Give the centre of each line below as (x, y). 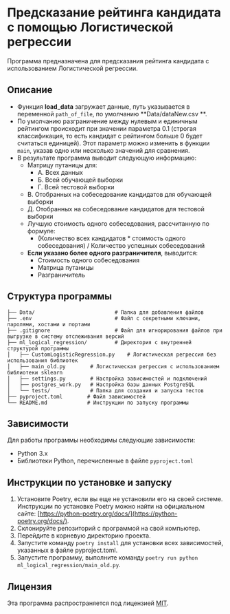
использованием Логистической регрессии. (73, 68)
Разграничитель (61, 275)
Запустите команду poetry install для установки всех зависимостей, (120, 543)
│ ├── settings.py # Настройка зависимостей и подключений (107, 379)
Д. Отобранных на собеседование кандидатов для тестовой (116, 209)
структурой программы (38, 348)
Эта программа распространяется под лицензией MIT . (88, 603)
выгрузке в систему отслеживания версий (66, 336)
